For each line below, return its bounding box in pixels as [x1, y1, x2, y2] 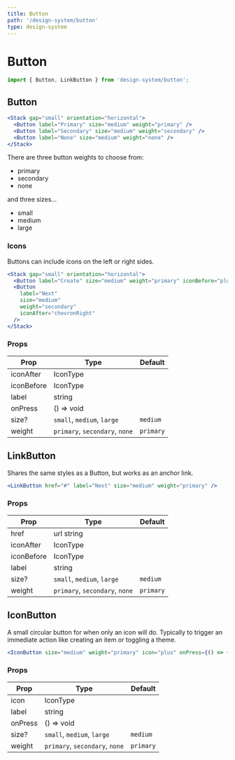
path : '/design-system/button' [7, 17, 99, 24]
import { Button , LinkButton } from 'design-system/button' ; [7, 76, 190, 84]
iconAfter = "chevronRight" [20, 310, 96, 317]
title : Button [7, 10, 49, 18]
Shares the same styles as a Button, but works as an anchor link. [7, 469, 194, 477]
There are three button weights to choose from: [7, 153, 144, 162]
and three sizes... [7, 195, 57, 204]
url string [53, 528, 83, 538]
